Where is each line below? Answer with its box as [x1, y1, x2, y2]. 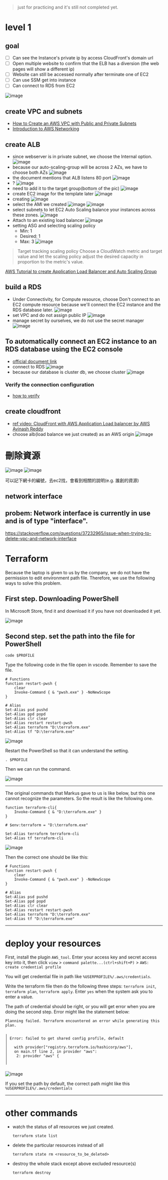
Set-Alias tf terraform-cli [5, 836, 64, 841]
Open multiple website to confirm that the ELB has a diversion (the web [12, 60, 159, 66]
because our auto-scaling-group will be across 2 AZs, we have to [12, 164, 147, 170]
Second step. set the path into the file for [5, 632, 135, 640]
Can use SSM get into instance [12, 77, 76, 83]
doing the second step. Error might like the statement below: [5, 1009, 130, 1015]
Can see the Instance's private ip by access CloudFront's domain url [12, 55, 153, 60]
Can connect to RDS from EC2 [12, 82, 75, 89]
